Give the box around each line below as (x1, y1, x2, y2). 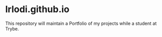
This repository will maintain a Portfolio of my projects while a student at (5, 20, 157, 26)
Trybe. (5, 25, 19, 31)
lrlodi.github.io (5, 4, 70, 15)
